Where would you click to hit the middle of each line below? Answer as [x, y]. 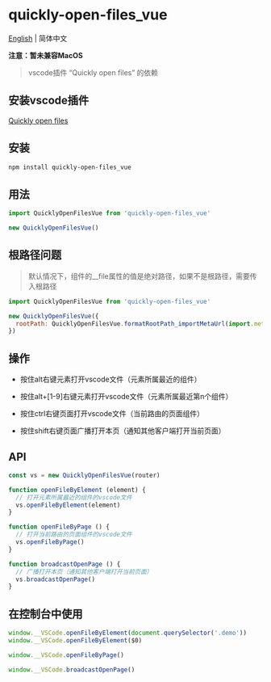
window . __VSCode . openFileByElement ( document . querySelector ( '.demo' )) [128, 633]
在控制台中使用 [46, 614]
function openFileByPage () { [59, 527]
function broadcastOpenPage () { [65, 564]
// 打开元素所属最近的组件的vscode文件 [74, 497]
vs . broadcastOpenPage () [55, 579]
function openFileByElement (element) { [77, 490]
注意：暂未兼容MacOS [46, 55]
